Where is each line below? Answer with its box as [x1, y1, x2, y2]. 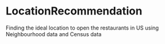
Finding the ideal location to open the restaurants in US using [5, 24, 159, 31]
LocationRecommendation [5, 4, 142, 18]
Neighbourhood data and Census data [5, 30, 102, 37]
